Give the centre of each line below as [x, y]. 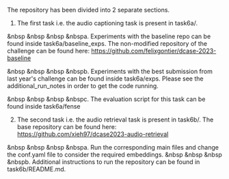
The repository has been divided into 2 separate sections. [88, 10]
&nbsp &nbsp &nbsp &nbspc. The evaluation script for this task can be [106, 99]
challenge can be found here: [49, 51]
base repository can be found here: [67, 127]
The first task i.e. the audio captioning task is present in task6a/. [107, 23]
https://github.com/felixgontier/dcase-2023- [154, 51]
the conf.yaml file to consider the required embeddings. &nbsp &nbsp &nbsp [114, 154]
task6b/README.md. [37, 169]
